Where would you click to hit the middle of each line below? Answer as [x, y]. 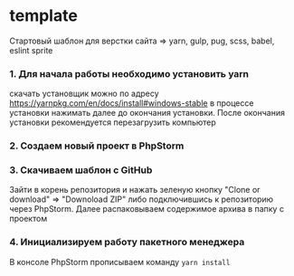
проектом [28, 219]
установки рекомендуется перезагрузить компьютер [113, 122]
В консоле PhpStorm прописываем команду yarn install [120, 262]
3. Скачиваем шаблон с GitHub [81, 170]
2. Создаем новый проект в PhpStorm [97, 146]
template [44, 16]
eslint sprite [31, 50]
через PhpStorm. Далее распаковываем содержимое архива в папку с [147, 209]
